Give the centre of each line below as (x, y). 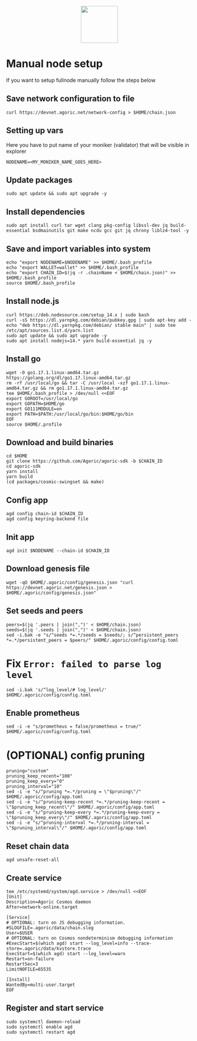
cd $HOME (17, 456)
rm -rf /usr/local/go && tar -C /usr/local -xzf (67, 383)
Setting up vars (35, 131)
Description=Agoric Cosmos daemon (49, 902)
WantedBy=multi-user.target (41, 985)
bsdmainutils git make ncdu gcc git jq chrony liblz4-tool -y (111, 231)
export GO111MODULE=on (34, 409)
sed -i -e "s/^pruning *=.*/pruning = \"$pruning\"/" (74, 792)
